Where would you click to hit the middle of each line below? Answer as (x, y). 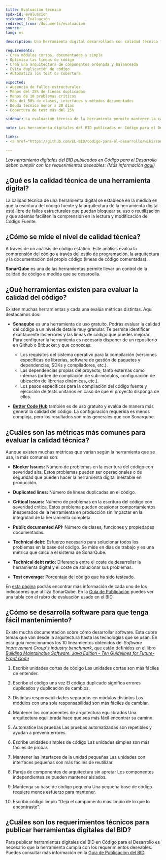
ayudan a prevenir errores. (40, 732)
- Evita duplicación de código (38, 69)
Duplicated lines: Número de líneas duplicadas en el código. (74, 492)
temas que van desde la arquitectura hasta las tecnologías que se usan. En (82, 637)
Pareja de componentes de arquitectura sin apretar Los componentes (83, 771)
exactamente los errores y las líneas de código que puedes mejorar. (82, 335)
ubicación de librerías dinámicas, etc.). (59, 381)
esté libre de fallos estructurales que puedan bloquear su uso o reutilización (83, 211)
